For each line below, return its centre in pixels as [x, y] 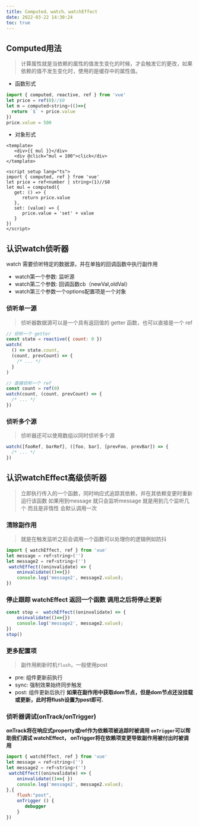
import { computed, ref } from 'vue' [53, 177]
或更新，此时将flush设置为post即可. [59, 700]
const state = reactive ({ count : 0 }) [54, 339]
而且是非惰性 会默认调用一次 [62, 508]
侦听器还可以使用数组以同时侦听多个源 [67, 436]
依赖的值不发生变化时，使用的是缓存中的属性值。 [80, 71]
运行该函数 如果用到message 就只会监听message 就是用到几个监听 [102, 501]
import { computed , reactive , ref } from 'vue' [66, 95]
